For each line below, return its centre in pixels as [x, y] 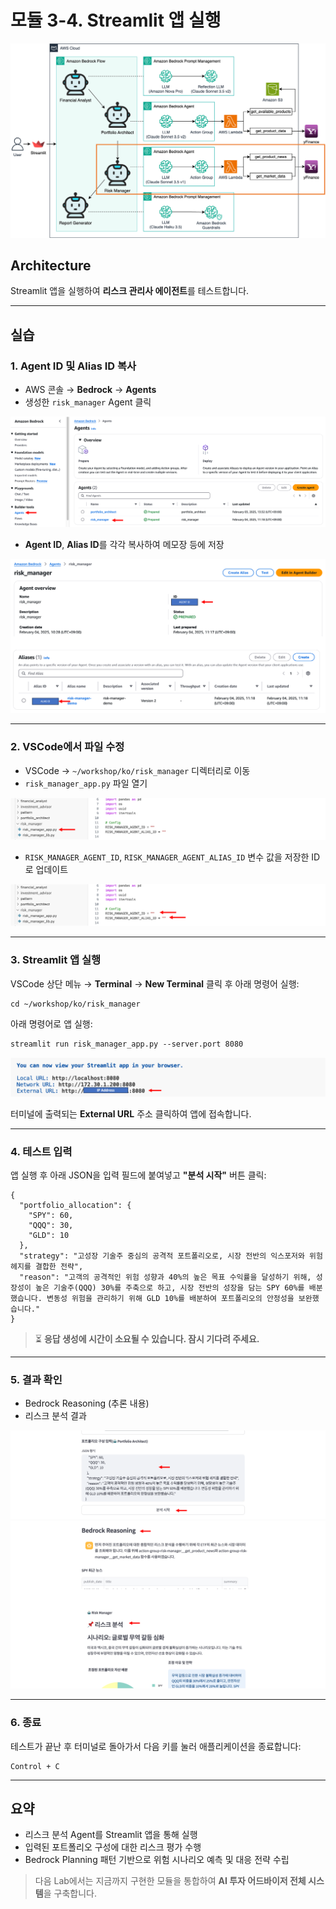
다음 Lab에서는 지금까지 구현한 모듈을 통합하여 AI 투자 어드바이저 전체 [170, 1881]
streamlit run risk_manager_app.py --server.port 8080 [127, 1044]
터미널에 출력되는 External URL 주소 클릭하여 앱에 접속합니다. [131, 1113]
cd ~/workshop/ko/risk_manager [75, 1004]
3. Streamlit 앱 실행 [56, 960]
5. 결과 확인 [36, 1379]
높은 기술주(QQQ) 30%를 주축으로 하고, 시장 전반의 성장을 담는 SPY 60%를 [169, 1288]
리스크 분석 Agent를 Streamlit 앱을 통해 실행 [111, 1835]
